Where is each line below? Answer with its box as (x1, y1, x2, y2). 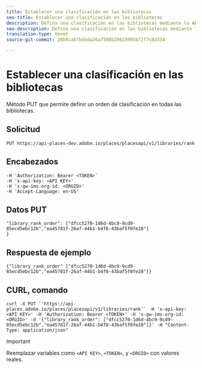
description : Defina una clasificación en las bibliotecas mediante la (6, 20, 189, 26)
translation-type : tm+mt (6, 31, 69, 37)
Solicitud (6, 124, 41, 135)
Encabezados (6, 157, 59, 167)
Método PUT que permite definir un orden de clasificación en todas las (6, 100, 182, 108)
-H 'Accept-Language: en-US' (6, 188, 79, 194)
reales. (6, 356, 23, 363)
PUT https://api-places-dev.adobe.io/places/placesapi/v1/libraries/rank (6, 140, 195, 146)
